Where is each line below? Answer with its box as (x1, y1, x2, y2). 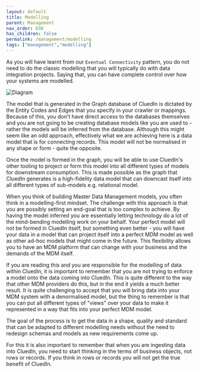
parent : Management (6, 20, 55, 26)
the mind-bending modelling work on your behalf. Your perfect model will (6, 218, 185, 225)
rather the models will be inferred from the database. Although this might (6, 126, 185, 133)
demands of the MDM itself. (6, 249, 74, 257)
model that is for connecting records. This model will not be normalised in (6, 138, 187, 145)
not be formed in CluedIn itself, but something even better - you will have (6, 224, 185, 232)
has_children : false (6, 31, 58, 37)
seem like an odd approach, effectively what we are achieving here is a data (6, 132, 192, 139)
